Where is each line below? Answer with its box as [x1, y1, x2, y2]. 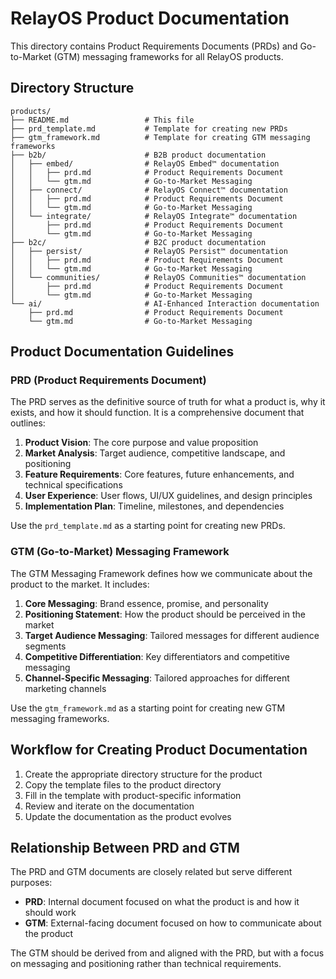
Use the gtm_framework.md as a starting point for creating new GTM [10, 702, 286, 714]
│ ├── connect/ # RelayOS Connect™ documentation [10, 185, 288, 195]
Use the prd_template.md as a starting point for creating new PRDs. [10, 520, 286, 532]
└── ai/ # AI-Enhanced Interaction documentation [10, 298, 320, 309]
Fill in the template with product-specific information [24, 789, 242, 801]
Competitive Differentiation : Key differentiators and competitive [24, 650, 291, 662]
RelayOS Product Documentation [10, 7, 290, 30]
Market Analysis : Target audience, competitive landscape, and [24, 447, 286, 459]
